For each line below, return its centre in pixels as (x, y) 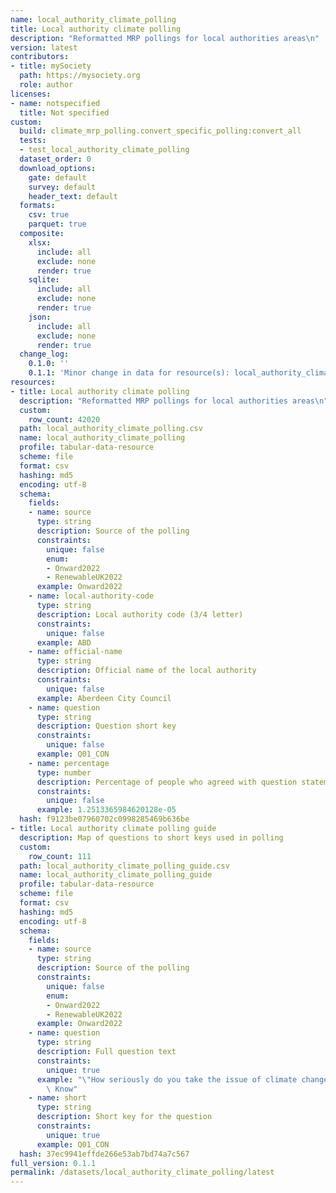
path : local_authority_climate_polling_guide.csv (124, 866)
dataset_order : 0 (55, 159)
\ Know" (62, 1089)
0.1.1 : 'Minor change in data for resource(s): (129, 373)
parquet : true (57, 224)
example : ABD (64, 642)
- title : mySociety (51, 66)
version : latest (44, 47)
